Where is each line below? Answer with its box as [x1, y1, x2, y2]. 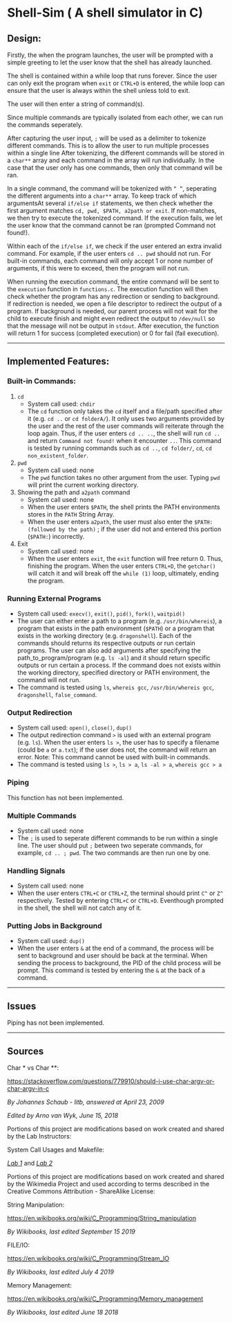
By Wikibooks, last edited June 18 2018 [7, 1308, 119, 1317]
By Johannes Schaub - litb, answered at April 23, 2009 [7, 1098, 164, 1107]
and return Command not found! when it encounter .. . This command [27, 436, 222, 444]
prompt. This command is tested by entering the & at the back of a [17, 966, 206, 975]
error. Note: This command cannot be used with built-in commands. [17, 753, 211, 761]
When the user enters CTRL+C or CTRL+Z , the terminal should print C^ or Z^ [17, 889, 224, 897]
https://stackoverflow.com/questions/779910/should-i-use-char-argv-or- [7, 1077, 215, 1086]
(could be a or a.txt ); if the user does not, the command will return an [17, 745, 216, 754]
